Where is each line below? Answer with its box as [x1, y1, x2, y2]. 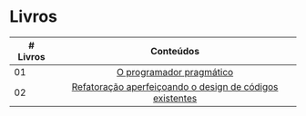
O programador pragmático [117, 65, 234, 78]
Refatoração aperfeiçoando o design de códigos [71, 80, 279, 92]
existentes [153, 92, 198, 104]
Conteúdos [149, 44, 200, 57]
